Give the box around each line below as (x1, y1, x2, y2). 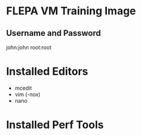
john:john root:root (6, 44, 52, 51)
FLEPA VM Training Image (6, 4, 137, 18)
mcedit (14, 84, 32, 91)
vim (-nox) (14, 91, 40, 98)
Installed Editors (6, 65, 89, 78)
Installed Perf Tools (6, 118, 104, 132)
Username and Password (6, 28, 101, 38)
